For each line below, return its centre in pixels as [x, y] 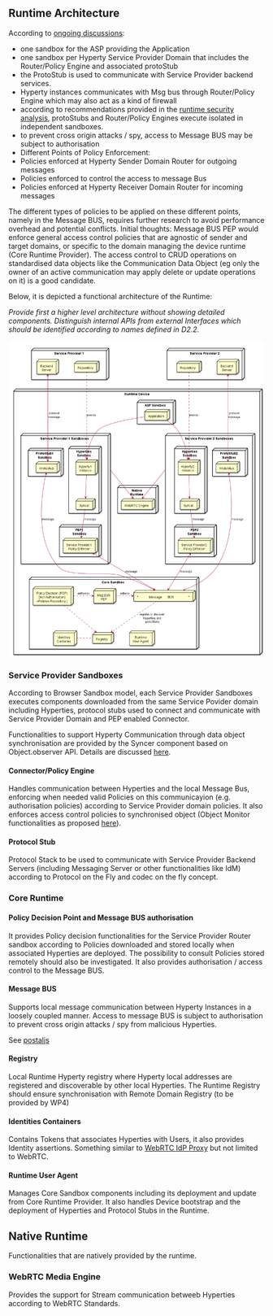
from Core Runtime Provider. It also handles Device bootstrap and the [125, 1202]
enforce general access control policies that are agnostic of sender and [128, 237]
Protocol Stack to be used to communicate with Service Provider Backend [132, 860]
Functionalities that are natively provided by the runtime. [102, 1256]
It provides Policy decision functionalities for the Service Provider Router [130, 935]
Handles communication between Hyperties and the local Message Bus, [129, 789]
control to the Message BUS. [56, 970]
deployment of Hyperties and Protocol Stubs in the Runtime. [109, 1210]
